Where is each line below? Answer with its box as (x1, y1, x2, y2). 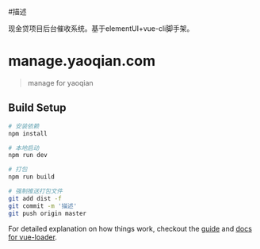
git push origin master (8, 209, 87, 217)
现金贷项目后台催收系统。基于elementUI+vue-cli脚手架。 (8, 24, 194, 33)
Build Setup (8, 102, 67, 115)
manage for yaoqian (27, 78, 94, 87)
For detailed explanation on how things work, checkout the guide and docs (8, 224, 252, 233)
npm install (8, 129, 48, 137)
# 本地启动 (8, 144, 40, 152)
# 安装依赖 (8, 122, 40, 130)
